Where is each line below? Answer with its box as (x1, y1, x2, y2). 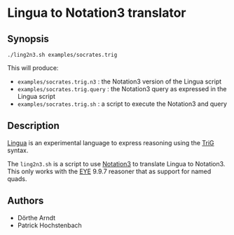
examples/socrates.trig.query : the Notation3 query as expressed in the (17, 85, 227, 93)
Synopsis (7, 33, 49, 45)
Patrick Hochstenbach (17, 221, 82, 229)
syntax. (7, 146, 29, 154)
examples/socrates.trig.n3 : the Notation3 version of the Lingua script (17, 77, 222, 86)
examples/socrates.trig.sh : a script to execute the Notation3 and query (17, 100, 228, 108)
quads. (7, 174, 27, 183)
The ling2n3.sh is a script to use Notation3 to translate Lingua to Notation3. (7, 159, 226, 168)
